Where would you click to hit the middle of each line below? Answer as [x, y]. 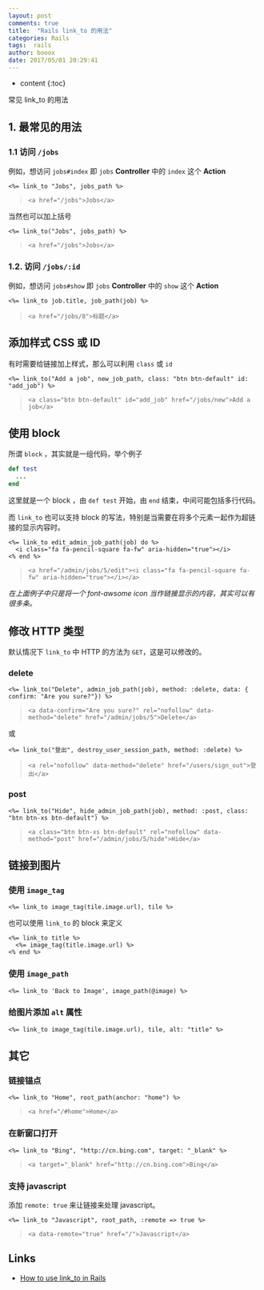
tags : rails [30, 46]
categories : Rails [39, 38]
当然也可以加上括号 [40, 216]
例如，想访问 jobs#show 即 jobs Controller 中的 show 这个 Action [114, 286]
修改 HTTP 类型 [46, 631]
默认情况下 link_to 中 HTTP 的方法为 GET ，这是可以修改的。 [107, 651]
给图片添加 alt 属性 [45, 1012]
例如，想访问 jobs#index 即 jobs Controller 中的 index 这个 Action [117, 171]
